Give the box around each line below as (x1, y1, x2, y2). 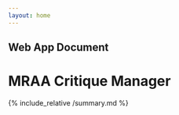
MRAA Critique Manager (8, 72, 171, 91)
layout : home (8, 11, 51, 20)
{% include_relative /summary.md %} (8, 98, 130, 107)
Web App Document (8, 41, 109, 54)
